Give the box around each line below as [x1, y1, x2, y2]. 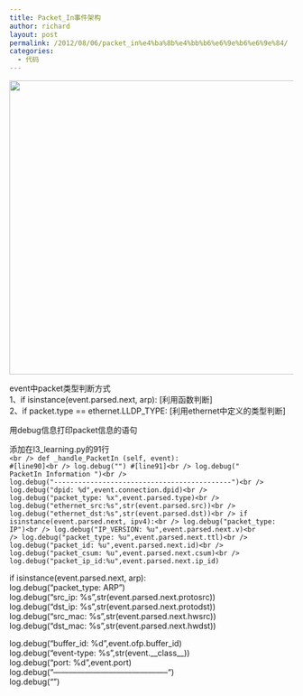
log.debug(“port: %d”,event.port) [9, 657, 133, 668]
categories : [9, 47, 54, 56]
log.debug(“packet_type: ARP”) [9, 582, 126, 592]
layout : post [9, 30, 59, 39]
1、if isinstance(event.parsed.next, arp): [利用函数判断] [9, 394, 214, 404]
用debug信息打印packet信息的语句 [9, 425, 138, 435]
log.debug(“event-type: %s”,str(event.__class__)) [9, 647, 190, 658]
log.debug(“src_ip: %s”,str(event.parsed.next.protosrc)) [9, 592, 216, 602]
